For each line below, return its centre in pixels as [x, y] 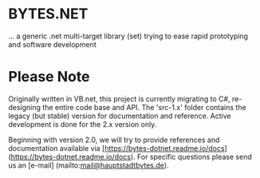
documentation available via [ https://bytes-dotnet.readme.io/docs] [118, 148]
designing [25, 107]
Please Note [49, 77]
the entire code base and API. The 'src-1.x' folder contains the [144, 107]
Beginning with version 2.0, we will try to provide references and [114, 140]
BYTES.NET [48, 14]
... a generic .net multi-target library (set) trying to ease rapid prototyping [128, 36]
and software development [53, 44]
